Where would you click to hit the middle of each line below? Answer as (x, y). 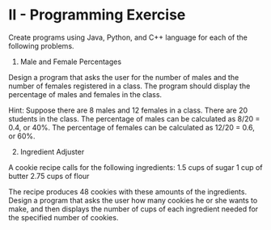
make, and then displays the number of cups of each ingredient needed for (133, 209)
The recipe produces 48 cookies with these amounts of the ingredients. (128, 191)
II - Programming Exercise (97, 15)
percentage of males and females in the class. (85, 94)
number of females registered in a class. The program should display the (129, 86)
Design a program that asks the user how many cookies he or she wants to (133, 200)
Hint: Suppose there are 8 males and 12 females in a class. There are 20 (128, 110)
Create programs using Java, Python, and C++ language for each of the (128, 37)
